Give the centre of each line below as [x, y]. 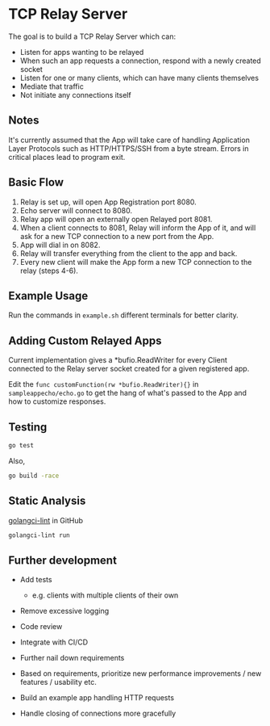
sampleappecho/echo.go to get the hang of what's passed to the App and [128, 393]
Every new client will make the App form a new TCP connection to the [136, 262]
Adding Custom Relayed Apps [85, 340]
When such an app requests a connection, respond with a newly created [141, 61]
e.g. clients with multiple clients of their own [105, 595]
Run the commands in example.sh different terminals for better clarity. [124, 315]
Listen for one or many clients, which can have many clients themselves [139, 78]
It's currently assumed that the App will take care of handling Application [129, 140]
